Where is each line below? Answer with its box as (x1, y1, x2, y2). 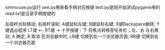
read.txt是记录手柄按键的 (5, 10, 56, 16)
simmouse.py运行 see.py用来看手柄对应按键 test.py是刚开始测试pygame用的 (5, 4, 161, 10)
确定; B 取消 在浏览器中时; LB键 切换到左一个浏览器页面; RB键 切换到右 (16, 34, 159, 39)
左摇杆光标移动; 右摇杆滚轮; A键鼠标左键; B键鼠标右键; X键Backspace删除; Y (5, 21, 160, 27)
